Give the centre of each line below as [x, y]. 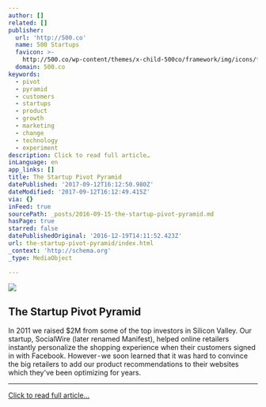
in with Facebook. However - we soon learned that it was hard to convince [128, 356]
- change [30, 133]
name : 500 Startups [47, 45]
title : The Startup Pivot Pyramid [65, 177]
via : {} [21, 199]
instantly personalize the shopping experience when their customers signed [132, 348]
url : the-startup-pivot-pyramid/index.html [81, 243]
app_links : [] [32, 170]
